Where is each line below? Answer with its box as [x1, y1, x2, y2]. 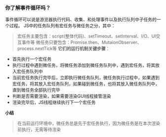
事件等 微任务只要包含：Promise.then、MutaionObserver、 [21, 40, 142, 46]
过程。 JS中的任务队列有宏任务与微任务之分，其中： [9, 23, 116, 29]
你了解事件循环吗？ [5, 4, 51, 11]
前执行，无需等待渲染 [17, 127, 61, 133]
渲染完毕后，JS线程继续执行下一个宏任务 [12, 99, 96, 105]
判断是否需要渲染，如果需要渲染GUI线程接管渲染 [12, 93, 111, 99]
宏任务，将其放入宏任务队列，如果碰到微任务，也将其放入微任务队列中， [12, 81, 160, 87]
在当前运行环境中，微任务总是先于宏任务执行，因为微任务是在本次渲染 [17, 120, 161, 127]
